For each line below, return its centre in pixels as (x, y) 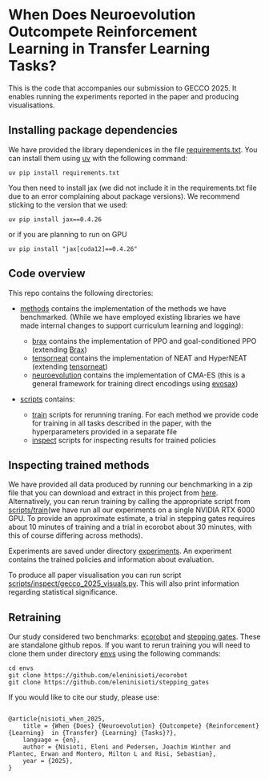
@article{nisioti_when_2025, (57, 719)
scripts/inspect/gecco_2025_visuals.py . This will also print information (124, 583)
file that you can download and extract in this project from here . (113, 493)
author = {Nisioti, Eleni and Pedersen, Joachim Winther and (126, 747)
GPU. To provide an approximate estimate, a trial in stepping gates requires (132, 519)
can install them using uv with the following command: (98, 158)
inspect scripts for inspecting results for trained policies (124, 440)
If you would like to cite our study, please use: (84, 697)
